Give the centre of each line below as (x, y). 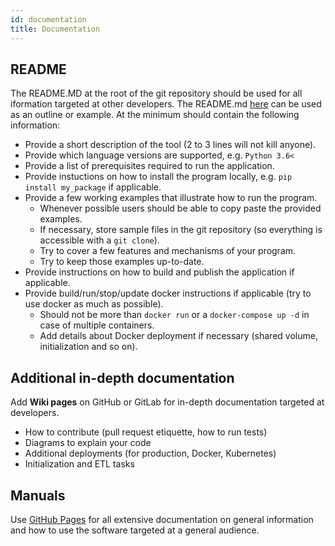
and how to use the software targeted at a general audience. (135, 530)
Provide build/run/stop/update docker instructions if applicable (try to (168, 293)
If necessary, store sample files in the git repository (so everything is (181, 230)
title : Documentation (55, 29)
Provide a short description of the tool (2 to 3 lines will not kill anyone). (170, 145)
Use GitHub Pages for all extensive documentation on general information (162, 519)
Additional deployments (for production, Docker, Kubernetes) (150, 453)
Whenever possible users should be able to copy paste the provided (180, 208)
